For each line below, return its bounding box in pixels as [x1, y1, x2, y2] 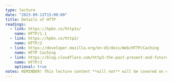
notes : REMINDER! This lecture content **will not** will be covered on [5, 69, 164, 74]
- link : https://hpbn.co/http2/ [10, 36, 79, 41]
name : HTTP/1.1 [14, 31, 47, 36]
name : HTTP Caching [14, 50, 56, 55]
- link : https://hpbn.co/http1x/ [10, 26, 81, 32]
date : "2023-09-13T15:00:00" [5, 12, 68, 17]
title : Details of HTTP [5, 17, 56, 22]
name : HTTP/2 [14, 41, 42, 46]
